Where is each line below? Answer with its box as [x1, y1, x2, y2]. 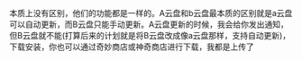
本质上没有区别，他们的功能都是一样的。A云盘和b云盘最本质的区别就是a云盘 [9, 8, 293, 18]
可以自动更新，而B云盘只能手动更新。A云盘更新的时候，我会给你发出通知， [9, 19, 288, 30]
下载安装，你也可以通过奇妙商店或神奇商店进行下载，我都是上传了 [9, 41, 254, 52]
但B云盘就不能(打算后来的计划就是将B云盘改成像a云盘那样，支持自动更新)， [9, 30, 291, 40]
